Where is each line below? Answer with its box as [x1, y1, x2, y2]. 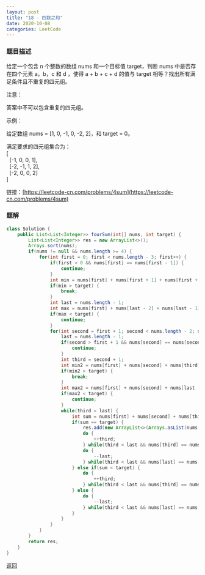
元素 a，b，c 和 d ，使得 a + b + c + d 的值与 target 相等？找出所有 [22, 70, 190, 77]
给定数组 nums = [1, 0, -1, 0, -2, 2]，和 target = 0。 [6, 130, 133, 137]
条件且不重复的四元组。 [11, 78, 71, 85]
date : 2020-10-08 [6, 20, 51, 26]
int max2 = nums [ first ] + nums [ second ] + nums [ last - [60, 385, 201, 391]
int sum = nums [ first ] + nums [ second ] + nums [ [71, 414, 192, 420]
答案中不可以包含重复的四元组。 [6, 103, 87, 111]
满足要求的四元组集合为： [6, 143, 71, 150]
